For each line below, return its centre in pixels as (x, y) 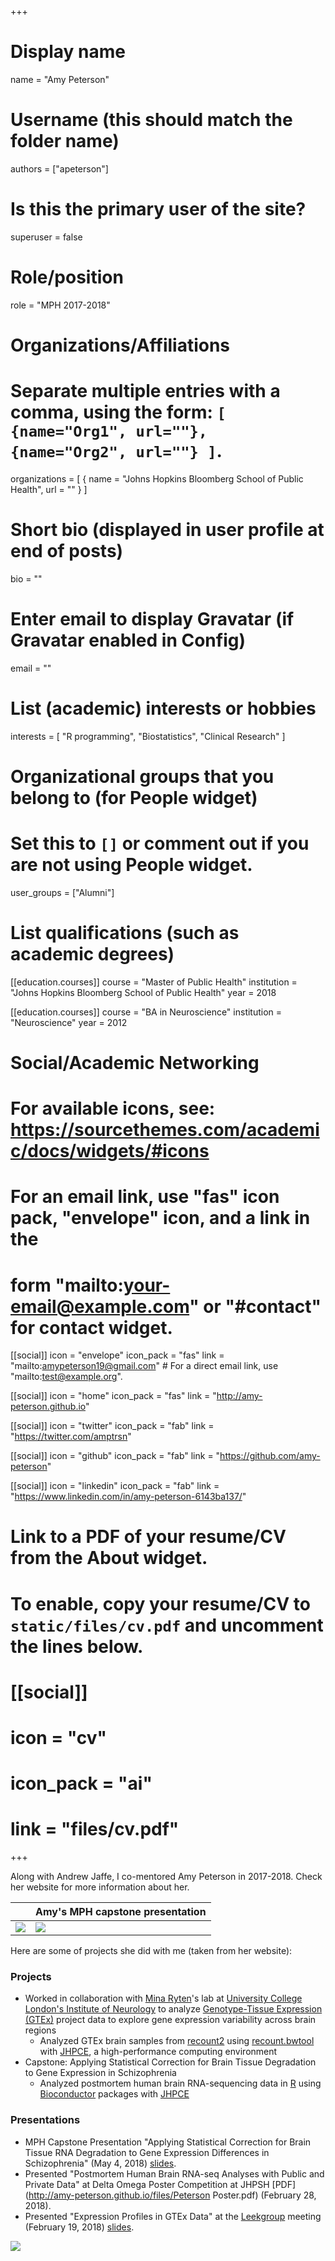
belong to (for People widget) (134, 797)
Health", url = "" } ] (49, 489)
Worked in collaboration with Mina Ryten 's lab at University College (163, 1998)
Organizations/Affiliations (120, 345)
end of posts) (67, 551)
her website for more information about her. (100, 1887)
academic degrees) (92, 954)
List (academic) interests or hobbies (163, 708)
